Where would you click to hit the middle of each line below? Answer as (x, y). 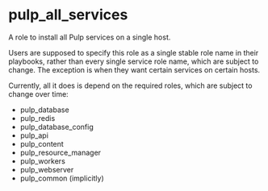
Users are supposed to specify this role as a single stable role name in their (134, 52)
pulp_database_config (57, 127)
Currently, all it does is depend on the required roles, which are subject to (130, 85)
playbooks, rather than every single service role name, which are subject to (134, 61)
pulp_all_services (68, 15)
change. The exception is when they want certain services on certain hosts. (134, 69)
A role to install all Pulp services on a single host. (90, 37)
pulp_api (34, 135)
